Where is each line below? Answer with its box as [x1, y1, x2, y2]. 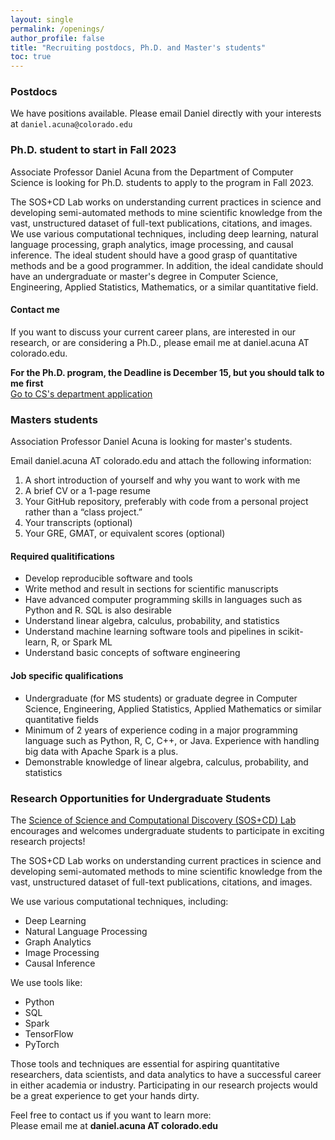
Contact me [10, 304, 60, 316]
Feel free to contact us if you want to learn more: [10, 1109, 212, 1121]
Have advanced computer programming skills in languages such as [24, 594, 303, 606]
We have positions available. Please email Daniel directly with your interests [10, 107, 322, 120]
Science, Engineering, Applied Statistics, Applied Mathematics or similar [24, 702, 322, 715]
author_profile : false [10, 33, 105, 43]
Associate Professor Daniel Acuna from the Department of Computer [10, 166, 294, 178]
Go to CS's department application [10, 387, 153, 400]
